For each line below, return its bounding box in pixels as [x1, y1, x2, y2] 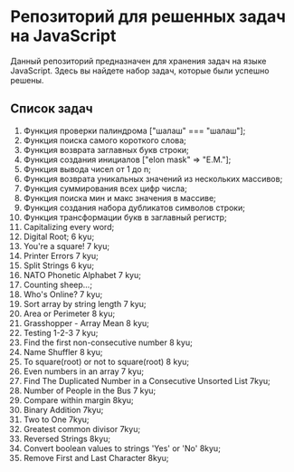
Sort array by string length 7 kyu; [23, 298, 147, 309]
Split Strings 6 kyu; [23, 260, 94, 271]
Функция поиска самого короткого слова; [23, 134, 186, 146]
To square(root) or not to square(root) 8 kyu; [23, 356, 190, 367]
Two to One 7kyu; [23, 414, 90, 425]
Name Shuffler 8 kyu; [23, 346, 103, 357]
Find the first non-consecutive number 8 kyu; [23, 337, 193, 348]
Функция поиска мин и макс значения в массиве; [23, 192, 216, 203]
